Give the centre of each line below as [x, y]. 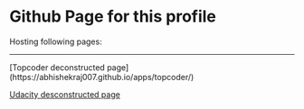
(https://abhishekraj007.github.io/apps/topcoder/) [102, 77]
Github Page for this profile [113, 17]
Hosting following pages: [56, 41]
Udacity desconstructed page [65, 94]
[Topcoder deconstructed [57, 67]
